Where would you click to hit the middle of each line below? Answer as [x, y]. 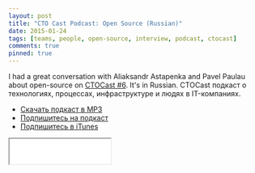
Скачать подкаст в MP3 [61, 109]
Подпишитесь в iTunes [59, 127]
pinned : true [30, 53]
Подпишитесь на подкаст [64, 118]
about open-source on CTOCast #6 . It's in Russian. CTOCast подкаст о [127, 85]
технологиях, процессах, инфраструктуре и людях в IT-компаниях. [125, 93]
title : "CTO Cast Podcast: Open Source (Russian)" [96, 23]
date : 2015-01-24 [38, 31]
